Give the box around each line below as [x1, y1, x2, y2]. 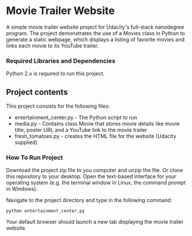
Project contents [6, 87, 68, 97]
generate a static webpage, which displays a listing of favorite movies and [6, 36, 185, 43]
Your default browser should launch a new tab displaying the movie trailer [6, 218, 184, 225]
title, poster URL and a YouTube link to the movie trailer [14, 126, 148, 134]
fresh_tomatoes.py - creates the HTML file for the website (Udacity [14, 133, 177, 140]
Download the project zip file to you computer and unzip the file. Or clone [6, 167, 183, 174]
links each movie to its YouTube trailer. [6, 42, 99, 49]
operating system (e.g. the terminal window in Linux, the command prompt [6, 179, 186, 186]
